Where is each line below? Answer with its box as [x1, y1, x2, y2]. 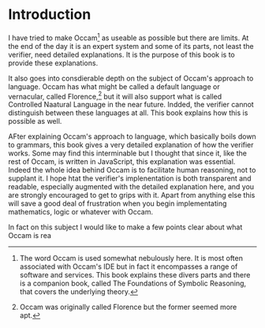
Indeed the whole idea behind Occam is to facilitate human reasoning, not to [8, 166, 256, 175]
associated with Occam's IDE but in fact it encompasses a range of [19, 262, 238, 271]
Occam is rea [8, 231, 51, 240]
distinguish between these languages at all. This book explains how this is [8, 108, 248, 117]
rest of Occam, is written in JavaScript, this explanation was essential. [8, 157, 236, 166]
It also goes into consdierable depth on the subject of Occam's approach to [8, 73, 254, 83]
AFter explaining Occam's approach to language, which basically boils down [8, 132, 256, 141]
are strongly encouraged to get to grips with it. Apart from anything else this [8, 191, 256, 200]
